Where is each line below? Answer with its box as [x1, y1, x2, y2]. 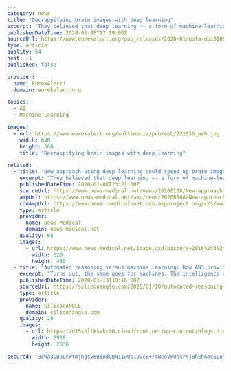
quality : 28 [19, 315, 54, 322]
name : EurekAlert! [13, 80, 67, 87]
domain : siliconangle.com [25, 308, 100, 316]
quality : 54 [7, 49, 41, 56]
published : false [7, 61, 57, 68]
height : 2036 [32, 341, 69, 348]
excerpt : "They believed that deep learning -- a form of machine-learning [7, 23, 229, 30]
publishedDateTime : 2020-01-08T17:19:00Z [7, 29, 128, 36]
